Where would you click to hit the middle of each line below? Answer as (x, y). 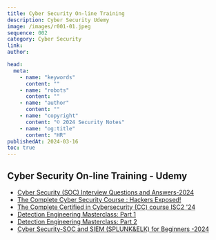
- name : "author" (45, 103)
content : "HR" (46, 135)
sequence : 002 (28, 33)
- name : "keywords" (48, 77)
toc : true (21, 148)
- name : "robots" (45, 90)
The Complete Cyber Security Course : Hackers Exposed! (99, 199)
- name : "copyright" (49, 116)
